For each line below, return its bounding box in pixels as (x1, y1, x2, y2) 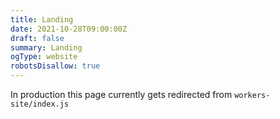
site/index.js (10, 99, 70, 109)
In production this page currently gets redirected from (10, 89, 233, 100)
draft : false (10, 33, 65, 43)
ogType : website (10, 52, 78, 62)
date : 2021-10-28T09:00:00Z (10, 24, 128, 34)
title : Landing (10, 14, 74, 25)
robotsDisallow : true (10, 61, 101, 71)
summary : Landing (10, 42, 83, 53)
